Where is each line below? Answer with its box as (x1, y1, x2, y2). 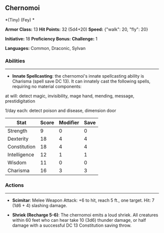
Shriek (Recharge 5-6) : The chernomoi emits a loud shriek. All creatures (12, 212, 159, 218)
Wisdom (7, 159, 27, 166)
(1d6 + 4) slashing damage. (12, 203, 67, 209)
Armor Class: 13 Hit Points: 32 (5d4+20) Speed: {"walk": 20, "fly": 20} (5, 26, 148, 32)
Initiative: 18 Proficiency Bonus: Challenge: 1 (5, 36, 98, 42)
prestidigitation (5, 98, 36, 104)
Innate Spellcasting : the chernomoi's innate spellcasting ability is (12, 73, 144, 79)
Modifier (59, 119, 80, 126)
